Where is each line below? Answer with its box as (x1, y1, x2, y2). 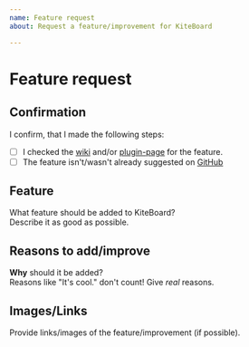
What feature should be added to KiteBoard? (9, 207, 176, 218)
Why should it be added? (9, 267, 104, 278)
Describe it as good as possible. (9, 217, 129, 227)
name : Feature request (9, 13, 95, 23)
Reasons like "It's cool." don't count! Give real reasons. (9, 277, 215, 288)
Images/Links (9, 303, 88, 318)
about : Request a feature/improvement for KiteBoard (9, 22, 213, 31)
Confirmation (9, 105, 87, 120)
